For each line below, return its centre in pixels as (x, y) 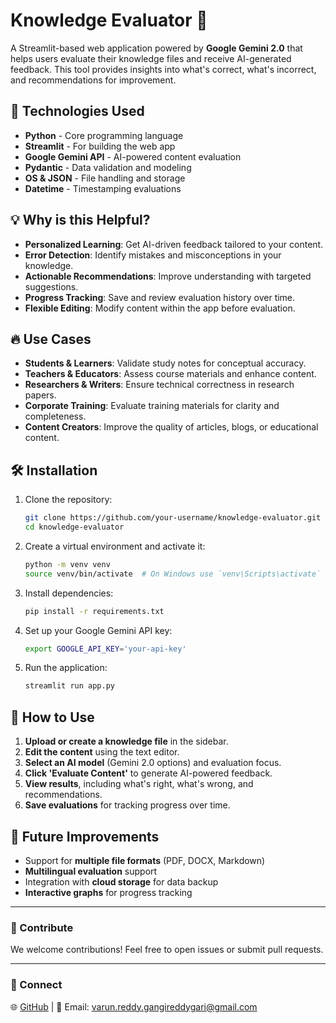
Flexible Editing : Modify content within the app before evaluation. (160, 308)
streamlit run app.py (69, 686)
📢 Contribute (42, 927)
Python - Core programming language (104, 135)
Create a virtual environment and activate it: (115, 546)
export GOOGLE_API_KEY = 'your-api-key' (105, 649)
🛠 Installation (54, 470)
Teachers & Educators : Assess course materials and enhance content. (170, 374)
